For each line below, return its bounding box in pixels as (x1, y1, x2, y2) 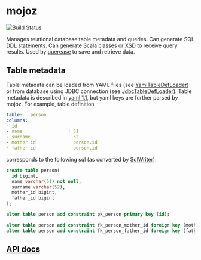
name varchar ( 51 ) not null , (11, 178, 82, 184)
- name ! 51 (6, 128, 79, 135)
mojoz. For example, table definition (6, 100, 95, 107)
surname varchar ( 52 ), (11, 184, 66, 190)
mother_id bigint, (11, 190, 58, 196)
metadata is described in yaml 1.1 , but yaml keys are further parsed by (6, 94, 178, 101)
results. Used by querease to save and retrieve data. (6, 48, 135, 55)
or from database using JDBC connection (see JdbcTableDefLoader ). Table (6, 88, 193, 95)
